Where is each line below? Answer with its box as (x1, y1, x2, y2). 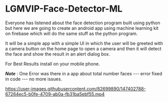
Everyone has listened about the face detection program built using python (5, 20, 160, 26)
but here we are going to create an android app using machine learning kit (5, 25, 159, 31)
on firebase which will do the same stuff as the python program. (5, 30, 138, 36)
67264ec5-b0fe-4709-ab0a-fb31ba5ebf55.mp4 (5, 91, 105, 97)
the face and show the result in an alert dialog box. (5, 51, 111, 57)
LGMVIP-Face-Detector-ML (5, 3, 123, 15)
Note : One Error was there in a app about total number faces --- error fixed (5, 70, 162, 76)
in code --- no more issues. (5, 76, 62, 82)
